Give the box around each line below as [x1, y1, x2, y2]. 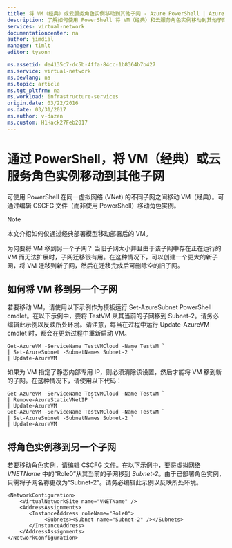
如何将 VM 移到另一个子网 [7, 283, 118, 295]
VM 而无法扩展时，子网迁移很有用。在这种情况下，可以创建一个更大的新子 [7, 253, 219, 261]
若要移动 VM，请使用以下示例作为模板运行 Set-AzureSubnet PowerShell [7, 303, 212, 311]
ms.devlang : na [7, 74, 51, 81]
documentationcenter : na [7, 29, 79, 37]
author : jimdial [7, 36, 54, 43]
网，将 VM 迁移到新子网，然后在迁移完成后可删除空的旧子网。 [7, 261, 184, 270]
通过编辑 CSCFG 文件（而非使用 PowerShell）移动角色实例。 [7, 201, 180, 210]
